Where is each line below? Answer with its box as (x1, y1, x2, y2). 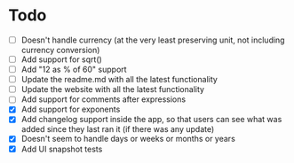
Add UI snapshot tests (20, 144, 103, 154)
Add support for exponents (20, 104, 121, 115)
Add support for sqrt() (20, 54, 103, 65)
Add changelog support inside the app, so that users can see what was (20, 114, 282, 125)
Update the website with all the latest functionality (20, 84, 205, 95)
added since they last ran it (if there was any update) (20, 124, 215, 135)
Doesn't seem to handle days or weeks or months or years (20, 134, 236, 144)
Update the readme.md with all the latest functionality (20, 74, 219, 85)
